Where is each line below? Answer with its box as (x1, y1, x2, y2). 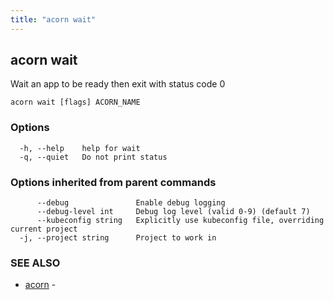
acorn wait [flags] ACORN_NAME (10, 97, 141, 108)
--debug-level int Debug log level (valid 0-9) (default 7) (36, 207, 311, 217)
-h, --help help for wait (19, 143, 141, 153)
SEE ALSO (10, 256, 61, 270)
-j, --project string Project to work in (19, 233, 217, 243)
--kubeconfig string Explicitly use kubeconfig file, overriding (36, 216, 325, 226)
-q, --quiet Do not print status (19, 152, 168, 162)
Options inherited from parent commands (10, 175, 217, 189)
